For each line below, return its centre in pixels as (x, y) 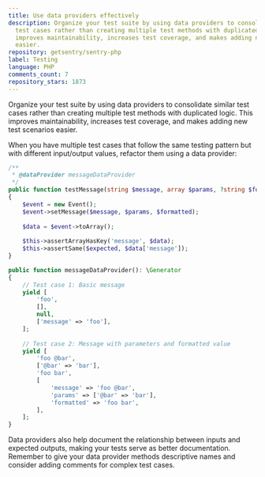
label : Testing (33, 60)
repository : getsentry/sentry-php (65, 52)
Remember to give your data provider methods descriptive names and (122, 456)
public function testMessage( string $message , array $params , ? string (127, 190)
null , (46, 314)
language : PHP (32, 67)
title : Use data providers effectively (74, 15)
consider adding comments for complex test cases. (91, 465)
